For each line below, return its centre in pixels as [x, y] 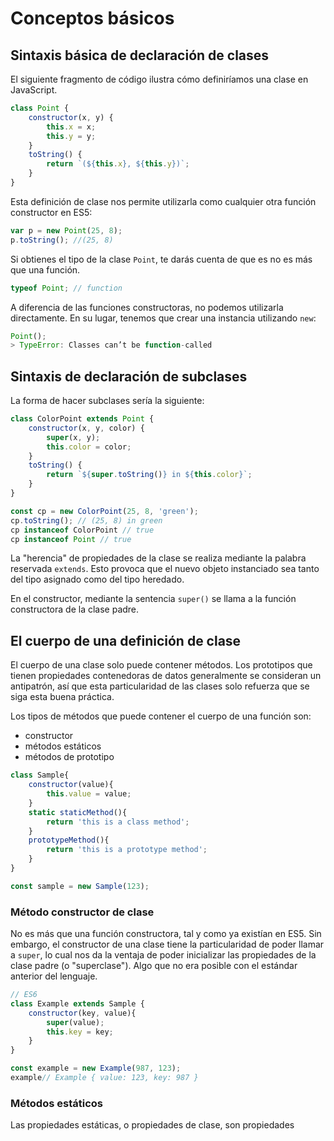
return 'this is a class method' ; [118, 822]
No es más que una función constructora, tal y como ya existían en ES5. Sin [166, 934]
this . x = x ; [71, 127]
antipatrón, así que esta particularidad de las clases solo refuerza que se [160, 686]
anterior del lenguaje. [54, 976]
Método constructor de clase [82, 912]
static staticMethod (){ [78, 812]
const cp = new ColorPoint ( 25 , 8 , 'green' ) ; [104, 511]
